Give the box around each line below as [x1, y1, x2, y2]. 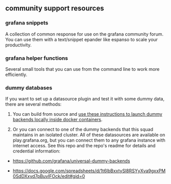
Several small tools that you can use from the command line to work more [5, 66, 160, 72]
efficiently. [5, 71, 27, 77]
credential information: [12, 148, 61, 154]
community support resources [5, 4, 104, 13]
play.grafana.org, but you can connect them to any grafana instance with [12, 137, 165, 143]
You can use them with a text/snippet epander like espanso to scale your [5, 36, 158, 42]
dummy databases [5, 84, 52, 91]
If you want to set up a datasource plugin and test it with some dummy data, [5, 96, 165, 102]
